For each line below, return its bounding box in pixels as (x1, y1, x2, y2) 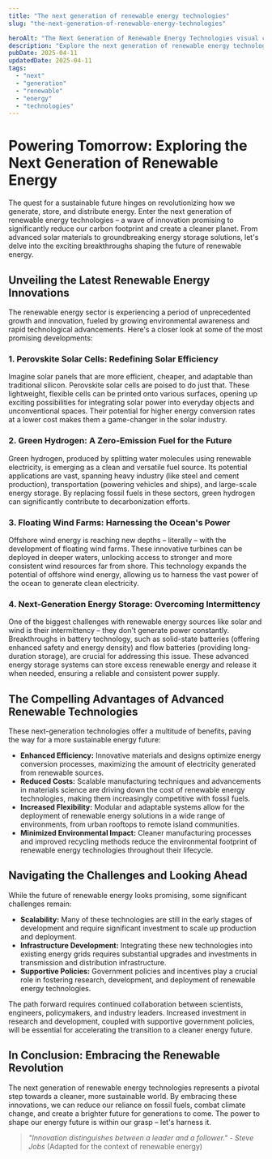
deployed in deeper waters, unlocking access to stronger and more (8, 552, 232, 562)
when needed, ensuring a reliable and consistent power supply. (8, 669, 220, 678)
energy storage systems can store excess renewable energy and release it (8, 660, 257, 669)
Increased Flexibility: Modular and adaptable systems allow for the (19, 802, 245, 811)
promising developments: (8, 333, 93, 343)
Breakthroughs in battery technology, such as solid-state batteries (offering (8, 634, 261, 644)
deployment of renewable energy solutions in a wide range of (19, 811, 225, 820)
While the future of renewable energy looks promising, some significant (8, 890, 247, 900)
